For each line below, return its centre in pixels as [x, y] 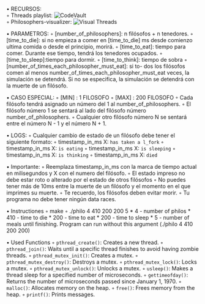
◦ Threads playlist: [30, 15]
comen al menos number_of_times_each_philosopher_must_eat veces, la [98, 72]
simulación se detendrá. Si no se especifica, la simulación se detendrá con [100, 79]
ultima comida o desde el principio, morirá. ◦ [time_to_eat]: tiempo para [96, 46]
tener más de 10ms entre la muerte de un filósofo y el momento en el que [99, 186]
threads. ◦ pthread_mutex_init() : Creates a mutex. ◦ [73, 255]
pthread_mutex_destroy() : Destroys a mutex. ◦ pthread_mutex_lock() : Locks [102, 262]
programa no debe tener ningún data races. [61, 199]
